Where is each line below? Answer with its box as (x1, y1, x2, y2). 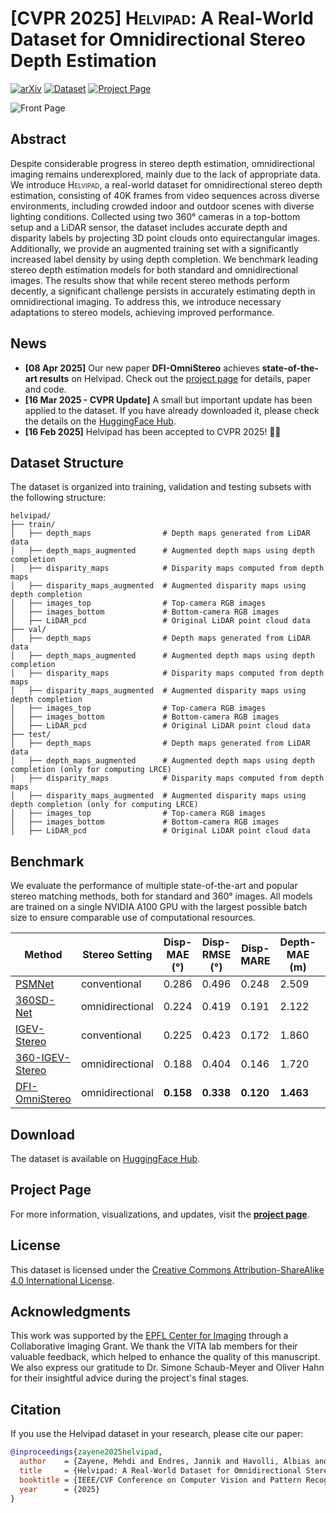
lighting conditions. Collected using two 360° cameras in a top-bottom (10, 210, 301, 222)
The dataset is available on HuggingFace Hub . (10, 1153, 201, 1164)
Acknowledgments (10, 1303, 132, 1321)
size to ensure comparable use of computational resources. (10, 912, 256, 924)
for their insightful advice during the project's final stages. (10, 1372, 250, 1384)
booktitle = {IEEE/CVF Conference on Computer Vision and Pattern (19, 1475, 302, 1485)
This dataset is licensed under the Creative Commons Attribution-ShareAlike (10, 1263, 325, 1276)
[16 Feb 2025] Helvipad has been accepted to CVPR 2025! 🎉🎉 (24, 425, 282, 437)
